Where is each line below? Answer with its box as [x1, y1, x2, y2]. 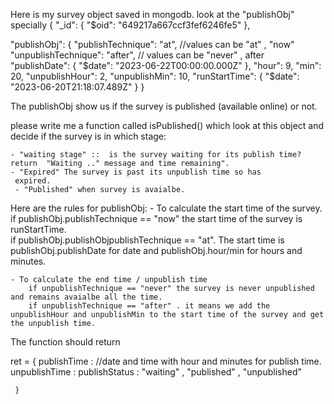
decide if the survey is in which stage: [10, 130, 167, 142]
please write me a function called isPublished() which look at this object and [10, 120, 325, 131]
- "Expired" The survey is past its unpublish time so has [10, 167, 262, 177]
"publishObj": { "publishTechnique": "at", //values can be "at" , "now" [10, 39, 295, 50]
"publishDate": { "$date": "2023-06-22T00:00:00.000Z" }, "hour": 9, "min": [10, 60, 322, 71]
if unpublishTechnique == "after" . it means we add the [28, 301, 271, 311]
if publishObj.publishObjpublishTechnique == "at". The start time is [10, 234, 285, 246]
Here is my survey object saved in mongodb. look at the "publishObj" [10, 9, 295, 20]
